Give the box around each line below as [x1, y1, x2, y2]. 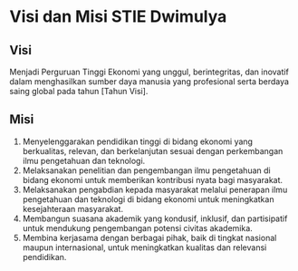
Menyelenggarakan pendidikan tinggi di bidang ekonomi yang [22, 136, 254, 147]
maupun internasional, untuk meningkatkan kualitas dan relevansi [22, 242, 267, 253]
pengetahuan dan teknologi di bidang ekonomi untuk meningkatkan [22, 193, 274, 205]
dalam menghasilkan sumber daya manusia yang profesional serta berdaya [9, 76, 290, 87]
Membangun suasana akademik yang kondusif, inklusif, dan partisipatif [22, 213, 288, 224]
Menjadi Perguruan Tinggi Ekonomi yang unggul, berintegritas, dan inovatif [9, 66, 290, 77]
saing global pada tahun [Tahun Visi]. [9, 86, 149, 96]
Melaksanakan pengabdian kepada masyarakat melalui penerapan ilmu [22, 184, 288, 195]
